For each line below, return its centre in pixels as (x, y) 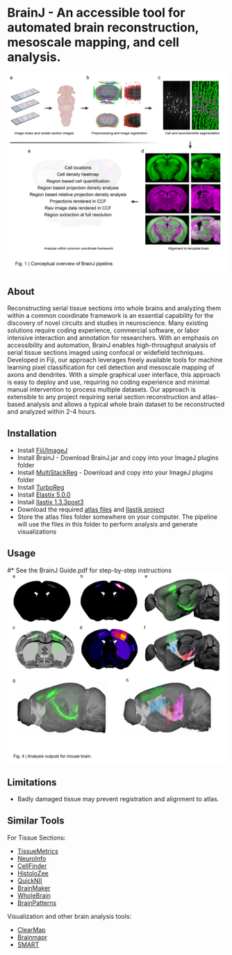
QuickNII (30, 881)
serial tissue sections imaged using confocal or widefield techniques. (106, 352)
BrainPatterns (37, 903)
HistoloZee (33, 873)
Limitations (32, 782)
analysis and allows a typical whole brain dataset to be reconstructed (126, 404)
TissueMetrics (38, 851)
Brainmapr (32, 937)
